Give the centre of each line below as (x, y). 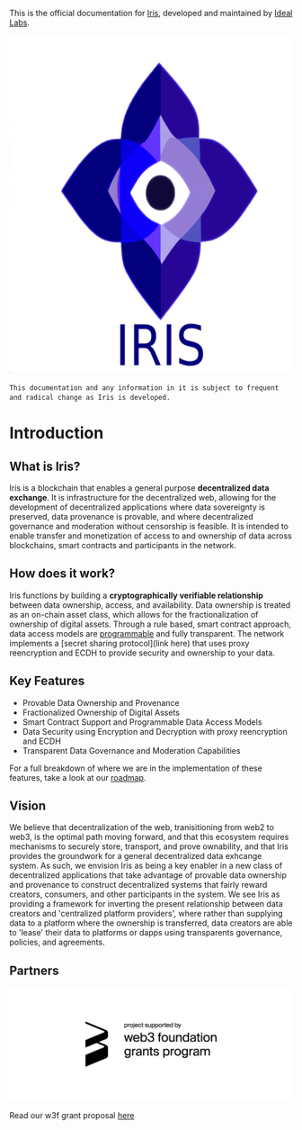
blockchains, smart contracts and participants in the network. (123, 545)
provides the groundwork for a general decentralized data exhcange (136, 856)
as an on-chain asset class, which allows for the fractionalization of (134, 614)
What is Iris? (45, 466)
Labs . (19, 23)
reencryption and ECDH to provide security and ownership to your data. (142, 653)
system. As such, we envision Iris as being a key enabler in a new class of (146, 866)
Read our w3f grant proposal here (72, 1115)
